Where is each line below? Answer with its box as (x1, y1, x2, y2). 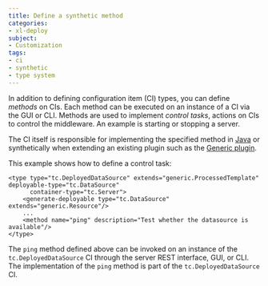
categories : (8, 19, 48, 27)
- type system (8, 71, 56, 79)
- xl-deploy (8, 26, 48, 34)
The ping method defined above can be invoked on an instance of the (8, 244, 238, 253)
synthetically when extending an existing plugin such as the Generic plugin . (8, 143, 258, 152)
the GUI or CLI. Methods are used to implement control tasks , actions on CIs (8, 110, 260, 120)
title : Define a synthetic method (8, 11, 124, 20)
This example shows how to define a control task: (8, 158, 172, 168)
